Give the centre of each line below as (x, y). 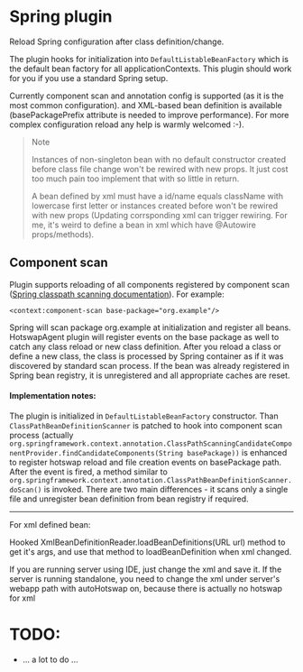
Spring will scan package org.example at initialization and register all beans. (150, 327)
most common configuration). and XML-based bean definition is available (146, 105)
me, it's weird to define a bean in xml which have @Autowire (144, 225)
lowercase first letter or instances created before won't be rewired (155, 206)
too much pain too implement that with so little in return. (135, 179)
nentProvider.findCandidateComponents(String (96, 453)
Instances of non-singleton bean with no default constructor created (159, 159)
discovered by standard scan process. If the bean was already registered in (150, 365)
